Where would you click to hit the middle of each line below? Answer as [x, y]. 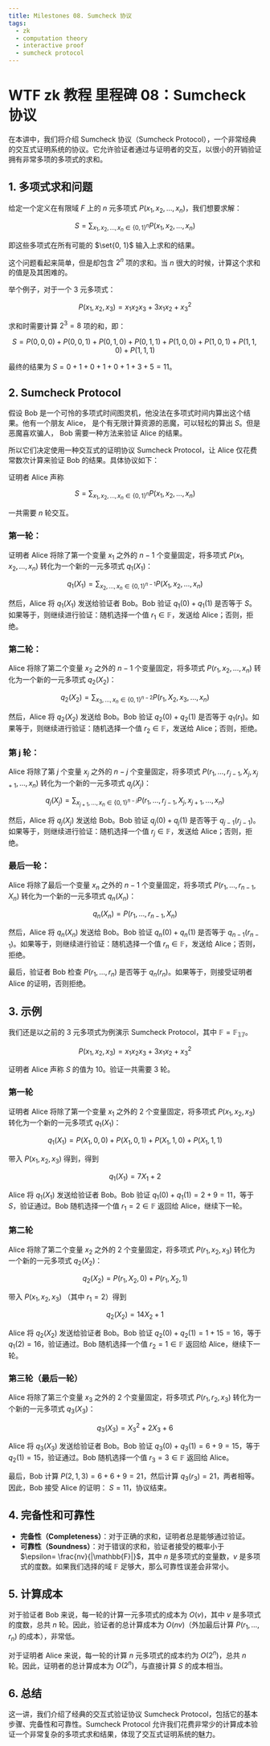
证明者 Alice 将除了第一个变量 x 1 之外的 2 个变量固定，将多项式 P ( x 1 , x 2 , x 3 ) [132, 1112]
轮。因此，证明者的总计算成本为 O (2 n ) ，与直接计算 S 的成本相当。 [118, 1665]
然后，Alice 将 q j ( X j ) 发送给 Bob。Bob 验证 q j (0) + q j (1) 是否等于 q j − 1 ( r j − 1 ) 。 [134, 821]
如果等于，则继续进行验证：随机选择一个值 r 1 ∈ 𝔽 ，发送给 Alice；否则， [127, 615]
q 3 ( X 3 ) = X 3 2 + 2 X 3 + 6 [135, 1428]
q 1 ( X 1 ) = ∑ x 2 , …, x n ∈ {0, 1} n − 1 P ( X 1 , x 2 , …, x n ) [135, 585]
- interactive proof [50, 46]
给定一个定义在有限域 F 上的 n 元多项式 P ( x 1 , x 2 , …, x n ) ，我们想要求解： [125, 209]
